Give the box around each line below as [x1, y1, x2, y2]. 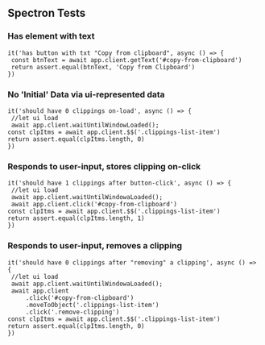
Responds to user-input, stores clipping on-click [7, 160, 201, 172]
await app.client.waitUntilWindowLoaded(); [10, 121, 159, 129]
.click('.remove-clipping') [25, 308, 120, 316]
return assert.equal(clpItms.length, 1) [7, 214, 146, 222]
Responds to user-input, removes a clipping [7, 240, 183, 251]
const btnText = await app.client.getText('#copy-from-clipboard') [10, 56, 242, 64]
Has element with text [7, 31, 95, 42]
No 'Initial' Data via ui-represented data [7, 89, 166, 100]
